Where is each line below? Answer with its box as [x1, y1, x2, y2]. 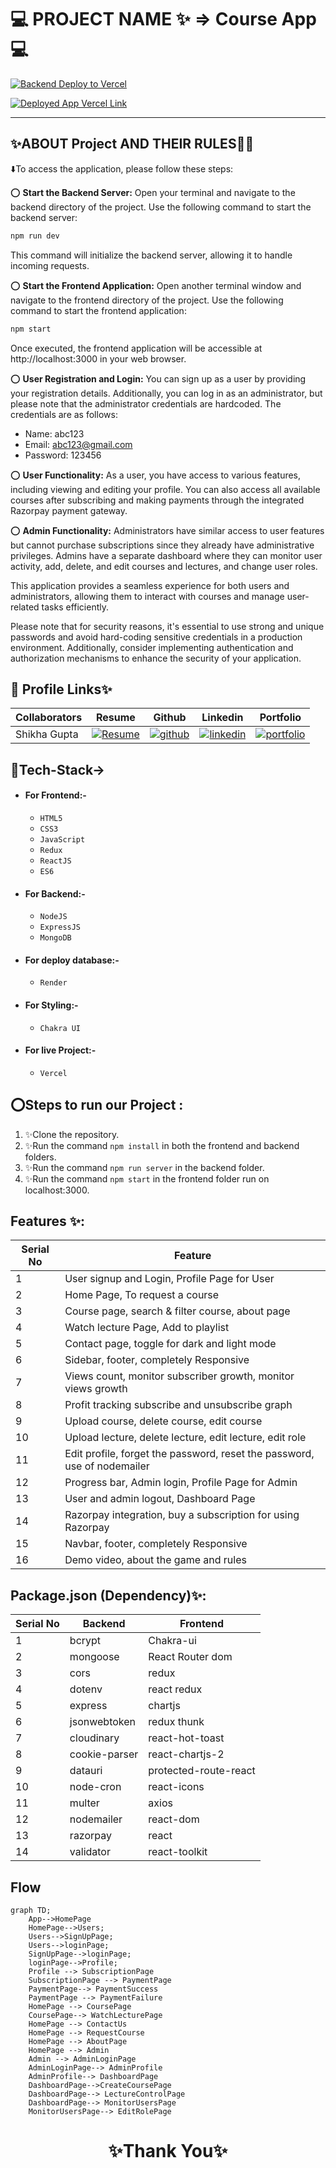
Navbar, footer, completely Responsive [64, 1537, 248, 1551]
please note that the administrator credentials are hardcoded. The [10, 397, 282, 410]
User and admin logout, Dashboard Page [64, 1492, 256, 1506]
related [10, 601, 40, 613]
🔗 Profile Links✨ [10, 681, 113, 698]
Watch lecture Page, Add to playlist [64, 1321, 230, 1335]
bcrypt [69, 1634, 102, 1648]
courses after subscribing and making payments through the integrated [10, 494, 305, 506]
